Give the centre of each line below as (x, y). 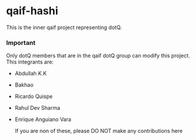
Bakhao (24, 85)
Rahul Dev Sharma (37, 108)
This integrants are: (30, 62)
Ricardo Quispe (34, 97)
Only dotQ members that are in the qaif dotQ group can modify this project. (98, 56)
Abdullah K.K (31, 74)
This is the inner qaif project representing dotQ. (64, 27)
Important (21, 43)
